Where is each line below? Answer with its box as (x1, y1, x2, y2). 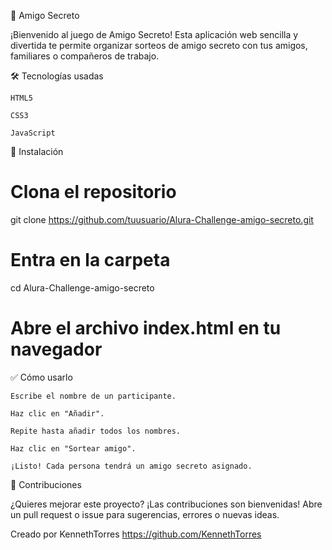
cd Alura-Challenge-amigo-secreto (10, 281, 155, 294)
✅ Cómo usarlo (10, 371, 73, 383)
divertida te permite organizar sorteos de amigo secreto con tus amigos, (10, 40, 308, 51)
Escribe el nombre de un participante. (10, 391, 177, 401)
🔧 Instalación (10, 146, 64, 157)
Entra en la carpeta (10, 249, 171, 272)
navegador (10, 338, 103, 361)
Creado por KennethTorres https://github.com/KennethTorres (10, 528, 262, 540)
